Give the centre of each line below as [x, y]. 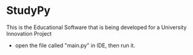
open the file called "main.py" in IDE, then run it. [75, 45]
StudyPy [28, 11]
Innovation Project [29, 33]
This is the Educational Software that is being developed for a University [96, 27]
